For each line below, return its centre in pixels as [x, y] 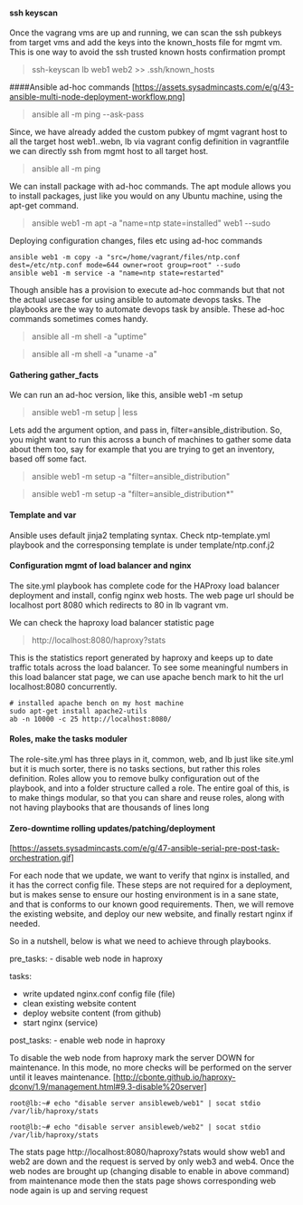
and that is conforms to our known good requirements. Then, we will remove [151, 904]
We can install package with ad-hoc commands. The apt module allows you [150, 187]
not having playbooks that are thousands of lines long [109, 808]
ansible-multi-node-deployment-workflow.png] [97, 97]
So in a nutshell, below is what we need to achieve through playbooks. [140, 941]
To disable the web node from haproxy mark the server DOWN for [132, 1058]
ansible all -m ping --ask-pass [88, 114]
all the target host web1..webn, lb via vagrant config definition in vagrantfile [149, 141]
